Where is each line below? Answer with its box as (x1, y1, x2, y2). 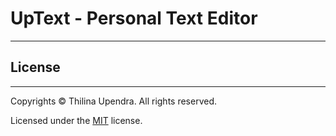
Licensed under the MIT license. (10, 114, 143, 126)
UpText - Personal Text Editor (10, 7, 258, 30)
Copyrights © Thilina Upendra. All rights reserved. (10, 95, 218, 107)
